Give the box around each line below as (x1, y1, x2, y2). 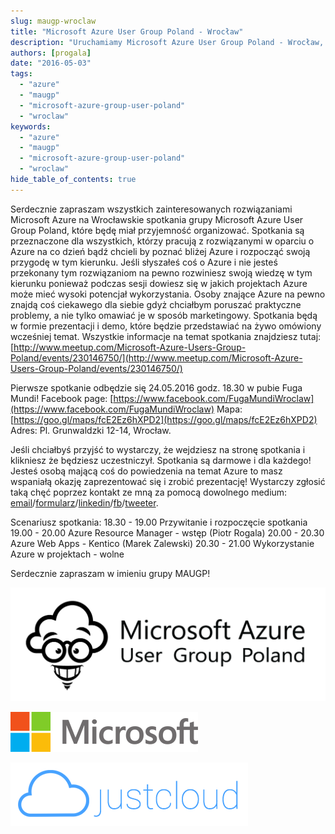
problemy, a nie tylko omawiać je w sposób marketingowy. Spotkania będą (10, 309, 318, 321)
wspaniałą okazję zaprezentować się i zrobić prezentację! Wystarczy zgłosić (10, 475, 326, 487)
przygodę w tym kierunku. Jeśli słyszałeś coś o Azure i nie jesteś (10, 256, 278, 268)
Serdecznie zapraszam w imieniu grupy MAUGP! (10, 567, 211, 579)
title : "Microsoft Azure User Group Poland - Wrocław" (10, 26, 244, 37)
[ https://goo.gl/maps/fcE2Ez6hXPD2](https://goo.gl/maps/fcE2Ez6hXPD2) (10, 413, 318, 425)
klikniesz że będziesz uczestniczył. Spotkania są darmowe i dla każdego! (10, 454, 312, 466)
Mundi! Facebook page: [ (10, 392, 114, 404)
